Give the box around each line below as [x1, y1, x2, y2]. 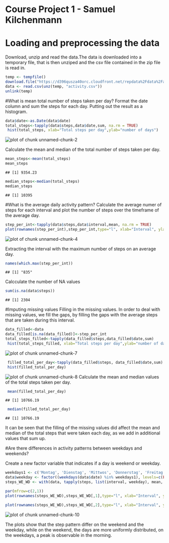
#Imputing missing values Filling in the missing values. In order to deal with [5, 306, 160, 312]
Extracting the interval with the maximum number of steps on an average [5, 246, 156, 252]
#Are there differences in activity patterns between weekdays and [5, 445, 142, 451]
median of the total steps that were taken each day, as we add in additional [5, 430, 160, 436]
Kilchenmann [5, 14, 62, 26]
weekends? [5, 451, 29, 457]
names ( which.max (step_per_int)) [5, 261, 73, 266]
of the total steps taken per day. [5, 379, 71, 385]
